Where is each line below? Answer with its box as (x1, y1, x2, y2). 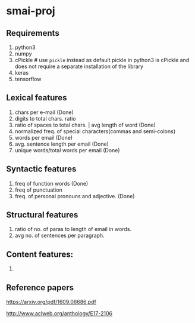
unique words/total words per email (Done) (14, 146, 120, 153)
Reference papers (6, 282, 74, 293)
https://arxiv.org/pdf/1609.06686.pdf (6, 299, 96, 306)
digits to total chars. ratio (14, 115, 76, 122)
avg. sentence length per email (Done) (14, 140, 109, 147)
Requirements (6, 28, 59, 38)
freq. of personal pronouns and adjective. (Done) (14, 192, 135, 199)
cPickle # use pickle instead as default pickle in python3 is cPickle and (14, 57, 190, 63)
